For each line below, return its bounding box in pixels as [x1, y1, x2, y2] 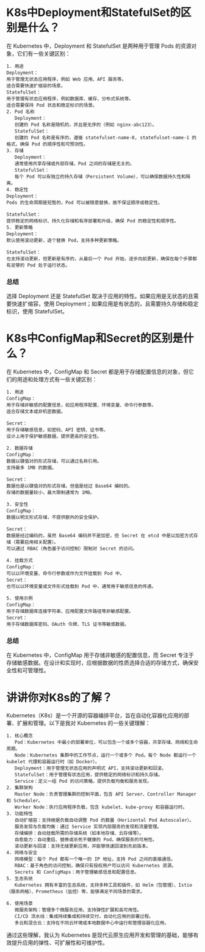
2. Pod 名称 [6, 108, 35, 115]
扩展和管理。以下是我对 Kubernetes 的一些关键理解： [16, 719, 151, 727]
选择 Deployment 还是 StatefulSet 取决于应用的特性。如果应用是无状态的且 [6, 293, 193, 300]
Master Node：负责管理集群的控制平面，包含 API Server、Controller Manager [14, 791, 197, 797]
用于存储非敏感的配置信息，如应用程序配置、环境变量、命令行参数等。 [6, 402, 157, 408]
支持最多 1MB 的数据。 [6, 465, 57, 471]
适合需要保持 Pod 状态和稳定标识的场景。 [6, 102, 98, 108]
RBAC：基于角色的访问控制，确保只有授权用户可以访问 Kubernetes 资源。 [14, 863, 177, 869]
